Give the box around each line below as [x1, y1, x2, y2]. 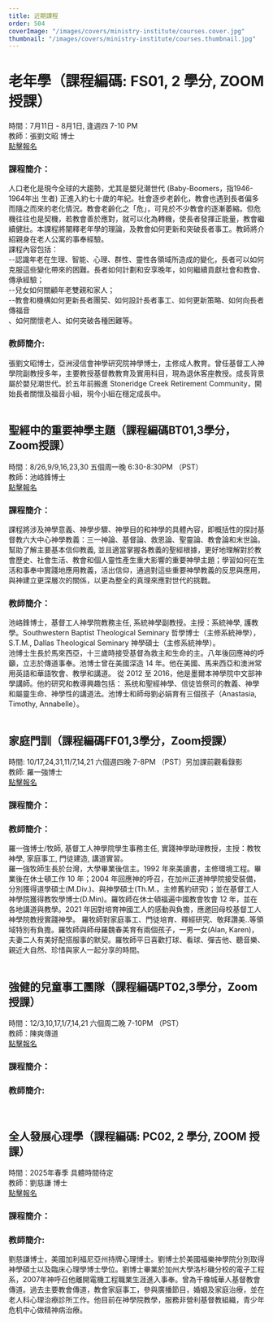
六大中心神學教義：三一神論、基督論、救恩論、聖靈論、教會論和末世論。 [22, 534, 265, 544]
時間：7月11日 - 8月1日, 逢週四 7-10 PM [8, 121, 138, 131]
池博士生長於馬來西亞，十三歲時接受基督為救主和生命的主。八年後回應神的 [8, 648, 258, 658]
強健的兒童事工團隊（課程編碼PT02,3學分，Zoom [8, 980, 258, 993]
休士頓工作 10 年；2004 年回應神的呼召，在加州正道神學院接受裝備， [29, 874, 261, 884]
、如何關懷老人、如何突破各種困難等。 [8, 316, 136, 325]
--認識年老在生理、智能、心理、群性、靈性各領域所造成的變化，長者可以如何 [8, 255, 264, 264]
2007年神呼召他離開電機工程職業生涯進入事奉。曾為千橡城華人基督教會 [22, 1275, 261, 1285]
